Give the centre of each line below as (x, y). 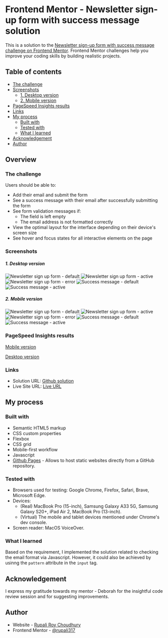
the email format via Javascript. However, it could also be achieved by (78, 558)
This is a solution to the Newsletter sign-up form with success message (80, 45)
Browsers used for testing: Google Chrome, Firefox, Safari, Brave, (81, 490)
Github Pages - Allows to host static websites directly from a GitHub (83, 460)
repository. (24, 466)
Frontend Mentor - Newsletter (69, 9)
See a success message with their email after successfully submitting (85, 200)
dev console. (33, 522)
